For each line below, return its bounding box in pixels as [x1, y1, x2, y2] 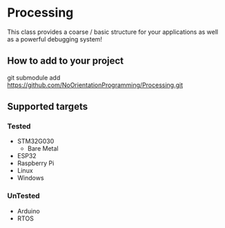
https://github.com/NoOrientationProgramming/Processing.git [7, 81, 184, 89]
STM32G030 [17, 137, 55, 146]
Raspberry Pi [17, 159, 55, 167]
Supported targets [7, 101, 88, 113]
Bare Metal [27, 144, 59, 153]
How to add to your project [7, 55, 124, 67]
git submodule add [7, 73, 61, 82]
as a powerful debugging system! [7, 35, 102, 43]
